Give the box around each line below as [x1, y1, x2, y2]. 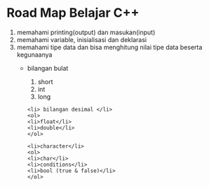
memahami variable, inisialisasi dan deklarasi [16, 35, 147, 43]
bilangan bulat [27, 64, 69, 72]
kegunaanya [16, 50, 53, 59]
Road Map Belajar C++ [6, 5, 140, 21]
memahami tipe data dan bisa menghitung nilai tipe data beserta [16, 43, 203, 51]
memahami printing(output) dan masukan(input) [16, 28, 156, 36]
